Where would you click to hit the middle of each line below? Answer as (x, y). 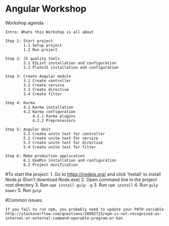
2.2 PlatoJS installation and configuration (71, 67)
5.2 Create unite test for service (61, 138)
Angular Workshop (46, 9)
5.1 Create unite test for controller (64, 134)
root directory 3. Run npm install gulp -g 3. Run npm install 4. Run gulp (82, 185)
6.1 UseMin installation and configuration (70, 160)
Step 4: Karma (20, 103)
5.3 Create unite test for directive (63, 143)
